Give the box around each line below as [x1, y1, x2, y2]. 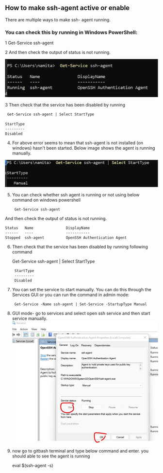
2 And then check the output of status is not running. [5, 50, 111, 55]
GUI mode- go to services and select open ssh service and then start [12, 310, 150, 316]
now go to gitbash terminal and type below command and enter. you [12, 448, 149, 454]
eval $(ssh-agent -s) [12, 462, 53, 468]
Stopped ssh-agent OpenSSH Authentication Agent [5, 235, 127, 240]
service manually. [12, 315, 48, 321]
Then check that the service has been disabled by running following [12, 244, 148, 249]
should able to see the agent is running [12, 453, 90, 459]
